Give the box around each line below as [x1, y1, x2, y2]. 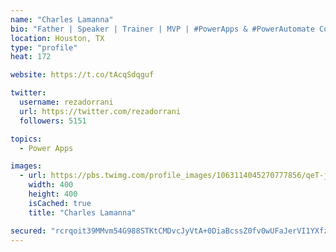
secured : [10, 226, 47, 236]
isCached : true [28, 198, 92, 208]
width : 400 [28, 180, 74, 190]
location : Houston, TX [10, 33, 105, 43]
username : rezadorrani [19, 97, 114, 107]
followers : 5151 [19, 116, 87, 126]
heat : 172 [10, 52, 52, 62]
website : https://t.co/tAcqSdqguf [10, 70, 155, 80]
